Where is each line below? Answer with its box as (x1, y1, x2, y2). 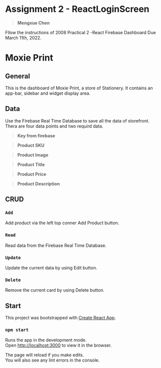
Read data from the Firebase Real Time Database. (5, 242, 107, 248)
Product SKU (17, 142, 45, 148)
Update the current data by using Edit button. (5, 265, 98, 271)
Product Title (17, 161, 45, 167)
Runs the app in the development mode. (5, 337, 87, 343)
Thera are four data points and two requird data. (5, 123, 104, 129)
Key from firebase (17, 132, 55, 138)
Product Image (17, 152, 49, 158)
